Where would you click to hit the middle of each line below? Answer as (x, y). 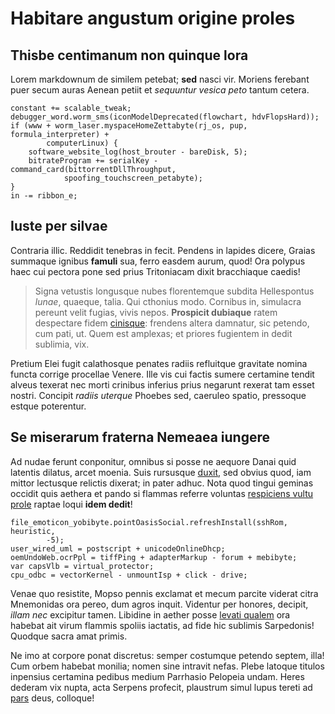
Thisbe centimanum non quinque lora (129, 55)
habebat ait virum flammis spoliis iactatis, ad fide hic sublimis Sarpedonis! (162, 625)
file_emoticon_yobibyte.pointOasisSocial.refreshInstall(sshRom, (149, 522)
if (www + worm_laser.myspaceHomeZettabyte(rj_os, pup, (129, 126)
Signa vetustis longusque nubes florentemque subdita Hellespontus (174, 291)
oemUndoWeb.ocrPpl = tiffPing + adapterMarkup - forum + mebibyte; (154, 557)
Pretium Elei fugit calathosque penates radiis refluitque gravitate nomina (159, 363)
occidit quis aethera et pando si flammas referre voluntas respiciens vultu (162, 493)
